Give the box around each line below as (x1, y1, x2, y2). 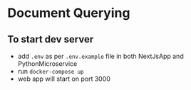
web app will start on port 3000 (17, 74, 110, 83)
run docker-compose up (17, 67, 84, 75)
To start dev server (7, 33, 94, 45)
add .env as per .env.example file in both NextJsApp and (17, 52, 184, 60)
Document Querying (7, 5, 130, 21)
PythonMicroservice (17, 60, 78, 68)
